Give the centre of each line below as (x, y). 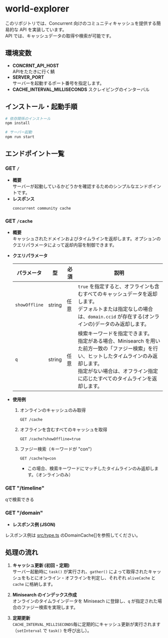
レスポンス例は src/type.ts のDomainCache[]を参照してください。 (73, 535)
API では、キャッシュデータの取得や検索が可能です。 (59, 36)
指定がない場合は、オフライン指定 (118, 371)
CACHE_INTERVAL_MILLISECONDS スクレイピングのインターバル (81, 89)
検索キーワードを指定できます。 (115, 334)
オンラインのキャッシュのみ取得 (53, 410)
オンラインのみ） (55, 475)
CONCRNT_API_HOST (35, 65)
